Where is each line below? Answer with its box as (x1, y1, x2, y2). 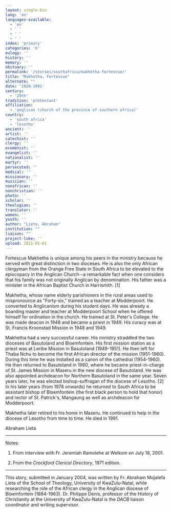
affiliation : (5, 103, 33, 108)
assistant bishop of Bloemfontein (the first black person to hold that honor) (5, 389, 163, 395)
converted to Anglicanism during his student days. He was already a (5, 303, 149, 309)
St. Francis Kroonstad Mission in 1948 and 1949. (5, 325, 107, 331)
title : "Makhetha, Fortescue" (5, 74, 70, 79)
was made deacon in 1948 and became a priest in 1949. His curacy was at (5, 319, 162, 325)
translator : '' (5, 207, 38, 212)
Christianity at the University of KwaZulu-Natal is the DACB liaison (5, 496, 144, 502)
